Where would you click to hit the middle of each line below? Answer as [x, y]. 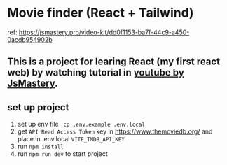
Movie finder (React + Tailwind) [101, 13]
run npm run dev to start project [63, 154]
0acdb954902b [30, 39]
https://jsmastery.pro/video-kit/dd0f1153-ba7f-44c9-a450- [104, 32]
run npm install [41, 146]
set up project [38, 107]
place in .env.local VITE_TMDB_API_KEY [71, 139]
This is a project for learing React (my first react [114, 62]
